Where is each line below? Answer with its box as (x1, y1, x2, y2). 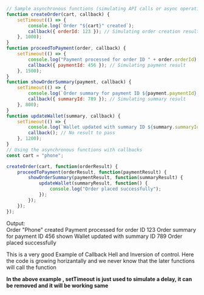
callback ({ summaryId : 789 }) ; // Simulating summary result (28, 96, 186, 102)
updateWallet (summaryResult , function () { (38, 180, 148, 186)
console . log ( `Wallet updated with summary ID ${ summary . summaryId (28, 124, 200, 131)
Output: (6, 219, 25, 227)
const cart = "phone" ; (6, 152, 64, 158)
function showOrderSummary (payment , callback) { (6, 79, 132, 85)
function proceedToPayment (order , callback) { (6, 46, 126, 52)
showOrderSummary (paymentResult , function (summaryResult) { (28, 175, 183, 181)
